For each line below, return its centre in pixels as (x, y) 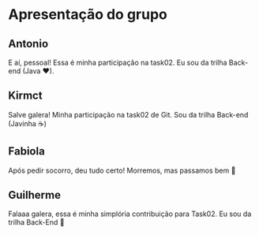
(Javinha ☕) (28, 123)
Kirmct (25, 96)
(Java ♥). (38, 71)
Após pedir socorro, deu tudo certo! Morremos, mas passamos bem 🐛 (122, 170)
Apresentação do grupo (88, 15)
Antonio (28, 44)
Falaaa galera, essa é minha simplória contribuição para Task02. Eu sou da (130, 214)
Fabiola (26, 151)
